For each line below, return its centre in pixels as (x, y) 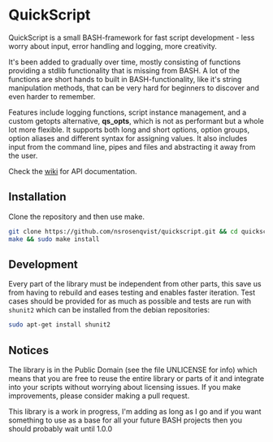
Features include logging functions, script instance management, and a (128, 112)
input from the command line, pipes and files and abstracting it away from (132, 147)
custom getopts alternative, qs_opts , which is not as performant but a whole (136, 120)
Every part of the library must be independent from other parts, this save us (135, 284)
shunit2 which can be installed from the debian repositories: (109, 310)
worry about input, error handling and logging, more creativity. (113, 46)
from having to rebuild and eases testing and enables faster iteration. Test (132, 293)
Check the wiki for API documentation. (73, 171)
